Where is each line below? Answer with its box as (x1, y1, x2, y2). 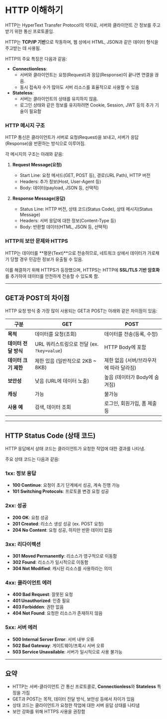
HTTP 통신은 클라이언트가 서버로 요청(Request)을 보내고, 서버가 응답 (5, 134, 139, 140)
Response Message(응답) (12, 195, 66, 201)
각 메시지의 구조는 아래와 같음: (5, 151, 64, 157)
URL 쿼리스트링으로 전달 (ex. (34, 341, 99, 348)
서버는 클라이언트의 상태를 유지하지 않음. (19, 95, 98, 101)
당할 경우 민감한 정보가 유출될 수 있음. (10, 256, 83, 262)
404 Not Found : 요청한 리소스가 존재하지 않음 (12, 610, 103, 616)
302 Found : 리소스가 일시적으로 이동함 (12, 559, 88, 565)
